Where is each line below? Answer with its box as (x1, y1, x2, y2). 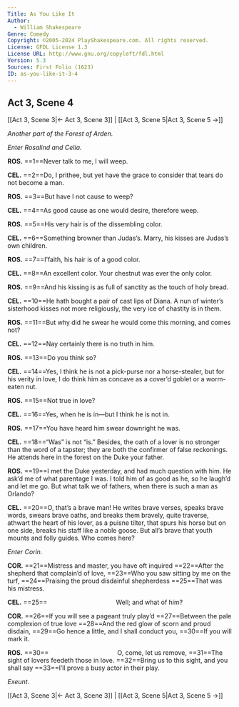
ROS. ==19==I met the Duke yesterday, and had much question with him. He (7, 467, 232, 476)
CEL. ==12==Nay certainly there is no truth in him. (7, 340, 155, 349)
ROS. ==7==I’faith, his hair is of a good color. (7, 255, 141, 264)
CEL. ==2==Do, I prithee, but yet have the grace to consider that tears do (7, 171, 223, 179)
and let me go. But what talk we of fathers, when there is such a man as (7, 482, 218, 491)
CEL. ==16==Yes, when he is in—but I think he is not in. (7, 410, 170, 418)
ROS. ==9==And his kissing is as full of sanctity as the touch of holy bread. (7, 283, 229, 291)
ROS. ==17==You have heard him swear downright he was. (7, 424, 180, 433)
